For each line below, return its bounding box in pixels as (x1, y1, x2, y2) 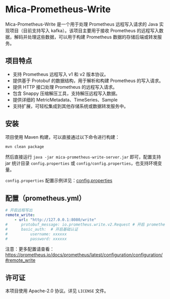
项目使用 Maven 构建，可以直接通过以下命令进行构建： (5, 134, 120, 140)
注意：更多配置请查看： (5, 246, 54, 252)
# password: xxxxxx (5, 236, 67, 241)
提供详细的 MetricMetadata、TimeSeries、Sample (12, 96, 118, 103)
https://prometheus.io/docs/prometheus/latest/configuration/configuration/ (5, 252, 163, 258)
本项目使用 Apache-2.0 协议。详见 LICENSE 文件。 (5, 288, 109, 294)
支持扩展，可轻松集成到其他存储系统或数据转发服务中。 (12, 103, 128, 109)
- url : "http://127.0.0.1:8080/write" (14, 217, 96, 222)
